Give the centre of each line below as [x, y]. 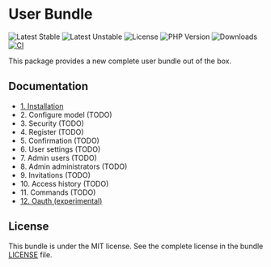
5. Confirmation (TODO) [59, 140]
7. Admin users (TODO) [58, 157]
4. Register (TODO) [52, 131]
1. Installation [42, 106]
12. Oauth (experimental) [61, 200]
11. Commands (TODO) [58, 192]
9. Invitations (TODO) [55, 174]
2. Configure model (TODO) [66, 114]
